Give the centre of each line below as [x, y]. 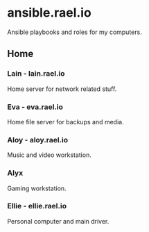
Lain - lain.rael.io [36, 74]
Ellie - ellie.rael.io [37, 206]
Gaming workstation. [37, 188]
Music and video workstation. [49, 155]
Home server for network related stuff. [62, 89]
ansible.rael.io [49, 13]
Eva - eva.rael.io [35, 107]
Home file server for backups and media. [65, 122]
